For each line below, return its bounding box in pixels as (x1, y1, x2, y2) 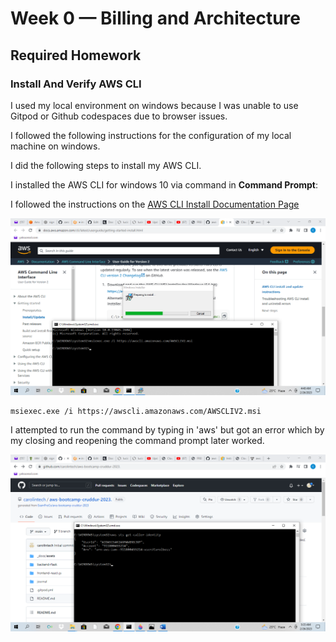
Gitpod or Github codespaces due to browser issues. (10, 110, 228, 122)
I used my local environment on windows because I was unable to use (10, 99, 299, 111)
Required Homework (10, 47, 142, 64)
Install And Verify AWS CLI (10, 77, 142, 91)
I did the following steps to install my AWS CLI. (10, 159, 202, 171)
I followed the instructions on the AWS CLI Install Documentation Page (10, 198, 300, 210)
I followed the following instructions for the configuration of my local (10, 129, 292, 141)
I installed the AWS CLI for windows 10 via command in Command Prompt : (10, 178, 319, 191)
